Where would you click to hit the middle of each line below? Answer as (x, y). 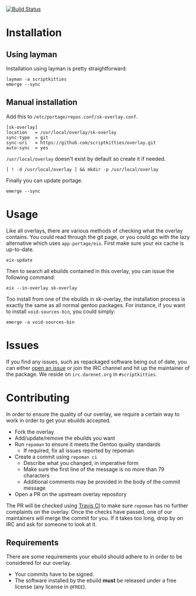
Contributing (38, 398)
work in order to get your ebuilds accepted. (58, 420)
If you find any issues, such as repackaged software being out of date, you (97, 362)
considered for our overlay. (39, 563)
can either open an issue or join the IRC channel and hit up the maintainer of (98, 368)
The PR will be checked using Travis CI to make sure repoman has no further (97, 506)
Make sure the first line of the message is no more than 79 (94, 469)
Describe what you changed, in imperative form (81, 463)
